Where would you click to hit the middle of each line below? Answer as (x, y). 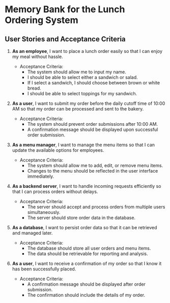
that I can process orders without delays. (55, 191)
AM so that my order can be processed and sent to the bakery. (78, 109)
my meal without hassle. (37, 57)
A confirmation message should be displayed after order (87, 284)
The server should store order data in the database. (81, 218)
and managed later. (32, 233)
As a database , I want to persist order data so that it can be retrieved (84, 227)
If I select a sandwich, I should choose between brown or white (94, 83)
